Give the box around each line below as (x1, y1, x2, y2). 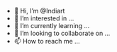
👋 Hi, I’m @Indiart (13, 7, 65, 15)
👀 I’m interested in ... (13, 14, 74, 22)
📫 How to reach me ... (13, 37, 80, 45)
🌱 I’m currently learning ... (13, 22, 90, 30)
